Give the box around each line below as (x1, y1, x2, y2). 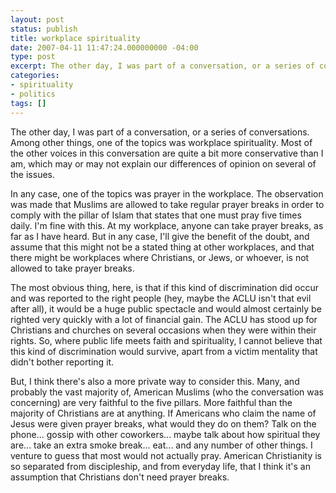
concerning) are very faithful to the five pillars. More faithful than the (10, 396, 293, 408)
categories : (10, 71, 60, 81)
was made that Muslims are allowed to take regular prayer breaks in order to (10, 198, 325, 210)
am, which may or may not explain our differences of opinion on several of (10, 157, 317, 170)
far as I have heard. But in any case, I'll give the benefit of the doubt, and (10, 230, 310, 242)
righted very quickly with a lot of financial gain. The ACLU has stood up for (10, 313, 318, 325)
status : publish (10, 24, 78, 34)
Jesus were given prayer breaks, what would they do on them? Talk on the (10, 417, 317, 430)
